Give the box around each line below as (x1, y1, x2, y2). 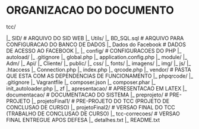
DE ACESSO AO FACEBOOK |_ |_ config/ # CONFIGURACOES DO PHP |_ (6, 47, 182, 54)
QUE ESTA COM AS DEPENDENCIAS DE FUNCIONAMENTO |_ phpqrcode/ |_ (6, 72, 194, 79)
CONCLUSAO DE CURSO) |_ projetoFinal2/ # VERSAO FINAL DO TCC (6, 104, 175, 111)
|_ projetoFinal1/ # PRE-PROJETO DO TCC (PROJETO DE (31, 97, 170, 104)
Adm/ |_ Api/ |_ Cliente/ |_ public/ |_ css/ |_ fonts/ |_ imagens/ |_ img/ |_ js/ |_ (6, 60, 191, 67)
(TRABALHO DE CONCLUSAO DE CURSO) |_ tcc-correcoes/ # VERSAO (6, 110, 180, 117)
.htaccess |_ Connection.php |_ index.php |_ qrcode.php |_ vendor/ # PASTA (6, 66, 191, 73)
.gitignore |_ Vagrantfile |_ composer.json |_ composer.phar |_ (6, 78, 156, 86)
